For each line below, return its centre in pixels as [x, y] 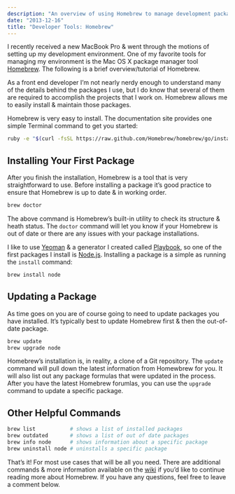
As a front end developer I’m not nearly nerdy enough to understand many [114, 83]
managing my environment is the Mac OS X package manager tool [103, 62]
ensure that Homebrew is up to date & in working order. [87, 193]
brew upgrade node [34, 348]
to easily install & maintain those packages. [69, 105]
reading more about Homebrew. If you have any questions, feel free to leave [117, 476]
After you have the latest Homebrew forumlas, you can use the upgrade [109, 383]
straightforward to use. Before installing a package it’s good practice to [109, 185]
